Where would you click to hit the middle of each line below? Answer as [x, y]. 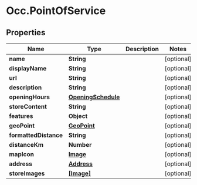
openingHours [29, 97]
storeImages [27, 173]
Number [80, 145]
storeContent [28, 107]
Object [78, 116]
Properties [26, 33]
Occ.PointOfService [56, 11]
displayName [28, 68]
